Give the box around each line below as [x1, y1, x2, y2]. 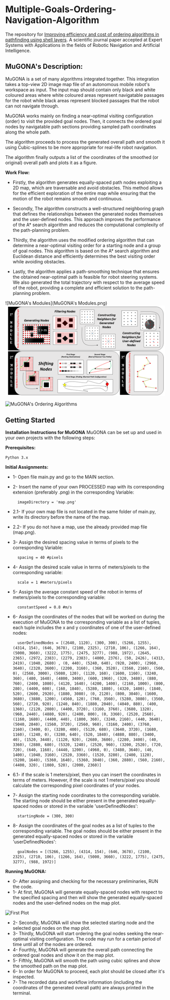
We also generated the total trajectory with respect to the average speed [12, 279, 165, 285]
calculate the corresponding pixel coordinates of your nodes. [12, 782, 141, 789]
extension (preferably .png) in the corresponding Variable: [12, 489, 134, 495]
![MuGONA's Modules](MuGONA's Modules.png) [5, 300, 108, 306]
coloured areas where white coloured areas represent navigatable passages [5, 92, 164, 98]
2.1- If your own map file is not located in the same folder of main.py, [12, 508, 156, 515]
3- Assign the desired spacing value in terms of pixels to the [12, 539, 139, 546]
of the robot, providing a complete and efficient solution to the [12, 284, 143, 291]
